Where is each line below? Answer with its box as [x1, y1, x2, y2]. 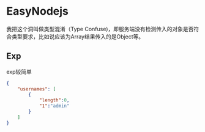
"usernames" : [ [17, 86, 56, 92]
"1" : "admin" [39, 103, 70, 109]
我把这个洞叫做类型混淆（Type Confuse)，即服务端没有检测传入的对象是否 [6, 25, 194, 32]
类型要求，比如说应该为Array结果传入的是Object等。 [11, 32, 144, 40]
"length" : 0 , [39, 97, 70, 103]
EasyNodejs [6, 4, 69, 18]
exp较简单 [6, 68, 32, 75]
